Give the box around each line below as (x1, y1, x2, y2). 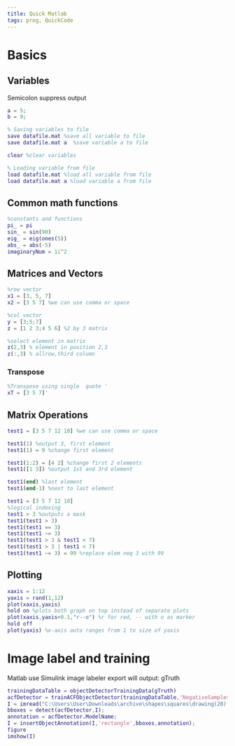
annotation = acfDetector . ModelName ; (7, 713, 117, 721)
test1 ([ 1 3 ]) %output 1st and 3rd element (7, 466, 133, 473)
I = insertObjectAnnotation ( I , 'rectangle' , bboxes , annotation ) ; (7, 720, 196, 727)
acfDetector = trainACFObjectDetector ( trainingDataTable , (7, 693, 180, 701)
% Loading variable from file (7, 164, 96, 172)
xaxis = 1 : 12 (7, 588, 45, 595)
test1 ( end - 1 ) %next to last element (7, 485, 114, 492)
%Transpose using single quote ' (7, 383, 108, 390)
